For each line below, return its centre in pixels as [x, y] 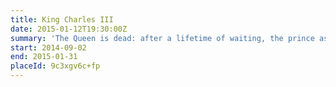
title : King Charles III [62, 19]
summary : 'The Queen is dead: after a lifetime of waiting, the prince [162, 38]
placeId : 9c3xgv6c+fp [55, 66]
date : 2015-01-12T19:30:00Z [69, 29]
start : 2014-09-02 [48, 47]
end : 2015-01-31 [44, 57]
